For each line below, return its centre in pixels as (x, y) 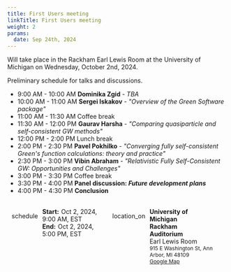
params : (18, 33)
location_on (129, 216)
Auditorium (166, 234)
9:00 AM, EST (62, 219)
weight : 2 (22, 27)
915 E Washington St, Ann (181, 249)
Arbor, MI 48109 (170, 255)
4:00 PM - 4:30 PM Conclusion (63, 191)
